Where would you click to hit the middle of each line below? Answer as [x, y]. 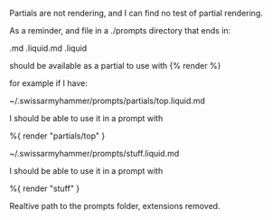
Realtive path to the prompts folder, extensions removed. [115, 206]
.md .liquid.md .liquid [48, 48]
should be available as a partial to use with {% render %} [115, 66]
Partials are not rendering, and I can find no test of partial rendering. [136, 13]
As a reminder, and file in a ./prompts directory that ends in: [120, 30]
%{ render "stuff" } [45, 188]
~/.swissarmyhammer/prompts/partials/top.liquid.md [108, 100]
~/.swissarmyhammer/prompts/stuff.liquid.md [94, 153]
